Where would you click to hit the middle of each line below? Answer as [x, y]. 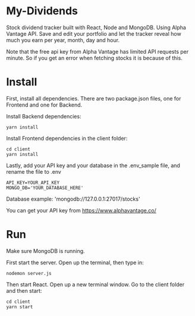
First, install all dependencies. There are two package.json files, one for [94, 98]
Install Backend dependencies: [44, 116]
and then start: [24, 290]
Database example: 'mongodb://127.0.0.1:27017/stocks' [73, 199]
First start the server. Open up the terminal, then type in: [75, 262]
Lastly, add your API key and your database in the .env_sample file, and [93, 165]
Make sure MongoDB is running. [45, 251]
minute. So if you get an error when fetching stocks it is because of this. [94, 58]
